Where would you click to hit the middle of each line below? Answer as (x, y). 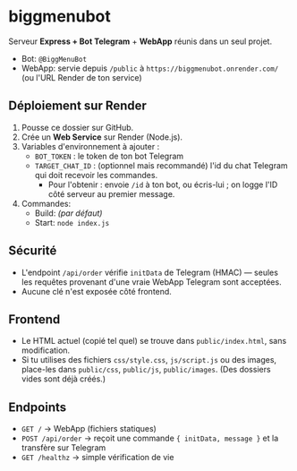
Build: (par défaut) (68, 213)
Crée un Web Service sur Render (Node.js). (102, 137)
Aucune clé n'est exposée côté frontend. (96, 291)
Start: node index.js (72, 222)
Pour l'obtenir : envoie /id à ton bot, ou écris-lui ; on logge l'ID (163, 184)
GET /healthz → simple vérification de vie (98, 458)
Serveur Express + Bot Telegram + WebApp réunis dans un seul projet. (140, 41)
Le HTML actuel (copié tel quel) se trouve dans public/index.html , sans (154, 341)
